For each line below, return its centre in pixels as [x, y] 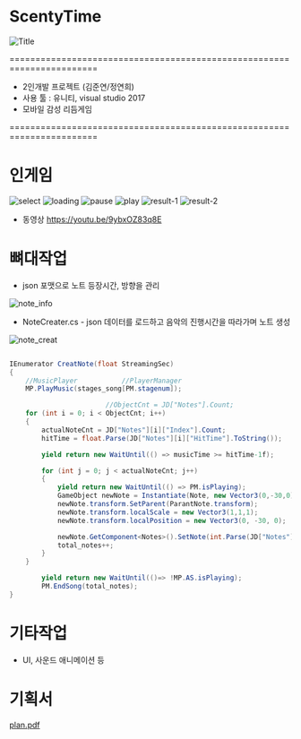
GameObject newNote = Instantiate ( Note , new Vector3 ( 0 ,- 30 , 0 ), [177, 496]
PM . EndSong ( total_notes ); [90, 587]
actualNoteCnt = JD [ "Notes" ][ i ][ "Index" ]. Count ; [134, 430]
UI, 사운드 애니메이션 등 [63, 659]
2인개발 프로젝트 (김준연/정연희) [78, 86]
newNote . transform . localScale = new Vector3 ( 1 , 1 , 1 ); [158, 512]
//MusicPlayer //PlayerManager [103, 381]
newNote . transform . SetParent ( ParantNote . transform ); [157, 504]
